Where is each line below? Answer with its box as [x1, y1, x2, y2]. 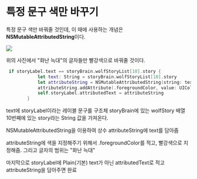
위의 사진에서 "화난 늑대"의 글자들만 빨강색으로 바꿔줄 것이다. [6, 56, 145, 63]
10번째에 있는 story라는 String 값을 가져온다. [6, 114, 108, 121]
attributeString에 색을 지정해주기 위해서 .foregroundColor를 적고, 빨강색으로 [6, 139, 183, 147]
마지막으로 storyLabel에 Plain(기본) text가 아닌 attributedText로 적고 [6, 159, 165, 166]
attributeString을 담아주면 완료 [6, 167, 77, 174]
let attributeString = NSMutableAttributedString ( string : [37, 79, 182, 85]
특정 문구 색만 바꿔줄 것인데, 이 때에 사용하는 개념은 [6, 26, 123, 33]
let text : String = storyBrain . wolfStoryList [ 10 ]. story [37, 74, 177, 80]
